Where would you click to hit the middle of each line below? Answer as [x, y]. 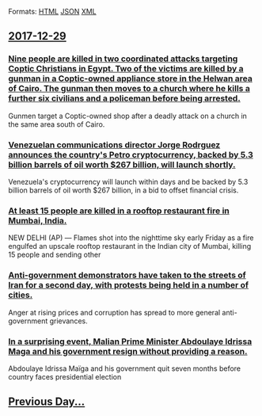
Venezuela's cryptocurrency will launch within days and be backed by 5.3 [128, 181]
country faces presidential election [65, 376]
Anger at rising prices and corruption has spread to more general [114, 312]
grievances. [69, 321]
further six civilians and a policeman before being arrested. [125, 98]
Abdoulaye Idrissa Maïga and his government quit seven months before [125, 368]
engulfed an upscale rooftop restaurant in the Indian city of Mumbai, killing [130, 246]
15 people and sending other [55, 255]
